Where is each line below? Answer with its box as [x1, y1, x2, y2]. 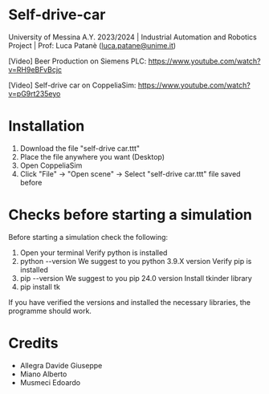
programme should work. [8, 306, 92, 315]
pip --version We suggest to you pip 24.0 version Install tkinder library [19, 273, 253, 282]
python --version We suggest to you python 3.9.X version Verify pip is [19, 256, 252, 266]
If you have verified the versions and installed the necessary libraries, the [8, 297, 251, 307]
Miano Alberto [19, 369, 67, 379]
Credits [8, 335, 59, 352]
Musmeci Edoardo [19, 377, 81, 387]
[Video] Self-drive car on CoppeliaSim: [8, 80, 137, 90]
